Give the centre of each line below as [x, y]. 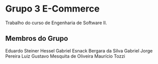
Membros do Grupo [37, 39]
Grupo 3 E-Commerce [52, 9]
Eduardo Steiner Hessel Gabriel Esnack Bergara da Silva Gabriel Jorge [79, 50]
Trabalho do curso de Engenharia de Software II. [56, 23]
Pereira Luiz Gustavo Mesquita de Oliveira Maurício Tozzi [65, 56]
